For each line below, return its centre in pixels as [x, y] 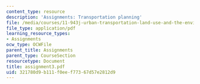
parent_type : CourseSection [41, 56]
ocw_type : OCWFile [29, 45]
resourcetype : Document [36, 61]
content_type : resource [36, 12]
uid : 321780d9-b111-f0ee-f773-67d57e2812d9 [61, 72]
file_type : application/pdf [41, 28]
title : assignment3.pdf [36, 67]
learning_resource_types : [38, 34]
